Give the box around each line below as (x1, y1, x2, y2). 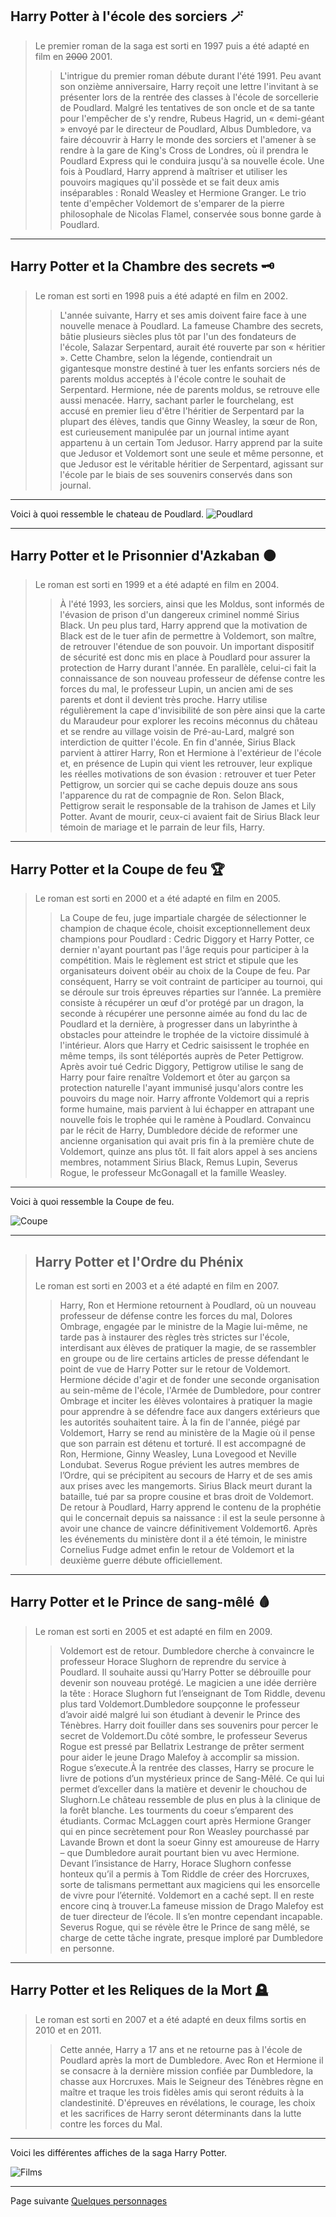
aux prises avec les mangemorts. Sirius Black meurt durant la (59, 1480, 313, 1492)
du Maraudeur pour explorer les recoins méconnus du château (59, 715, 318, 727)
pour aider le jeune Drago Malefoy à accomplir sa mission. (59, 1751, 300, 1763)
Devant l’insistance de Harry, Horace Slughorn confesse (59, 1857, 292, 1869)
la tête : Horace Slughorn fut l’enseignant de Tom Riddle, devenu (59, 1687, 326, 1699)
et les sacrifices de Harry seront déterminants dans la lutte (59, 2107, 302, 2119)
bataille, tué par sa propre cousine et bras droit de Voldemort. (59, 1491, 314, 1503)
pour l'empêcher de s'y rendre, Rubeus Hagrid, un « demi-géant (59, 112, 325, 124)
